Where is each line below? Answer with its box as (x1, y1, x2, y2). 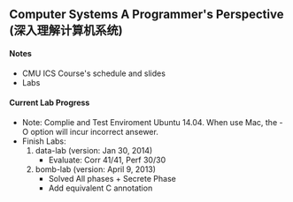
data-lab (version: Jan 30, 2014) (35, 145, 153, 155)
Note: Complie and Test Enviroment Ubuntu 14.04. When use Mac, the (21, 116, 278, 127)
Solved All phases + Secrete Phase (48, 173, 177, 183)
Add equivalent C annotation (48, 183, 153, 193)
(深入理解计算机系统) (9, 23, 123, 38)
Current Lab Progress (9, 97, 90, 108)
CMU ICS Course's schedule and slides (21, 68, 166, 79)
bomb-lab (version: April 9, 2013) (35, 163, 157, 175)
